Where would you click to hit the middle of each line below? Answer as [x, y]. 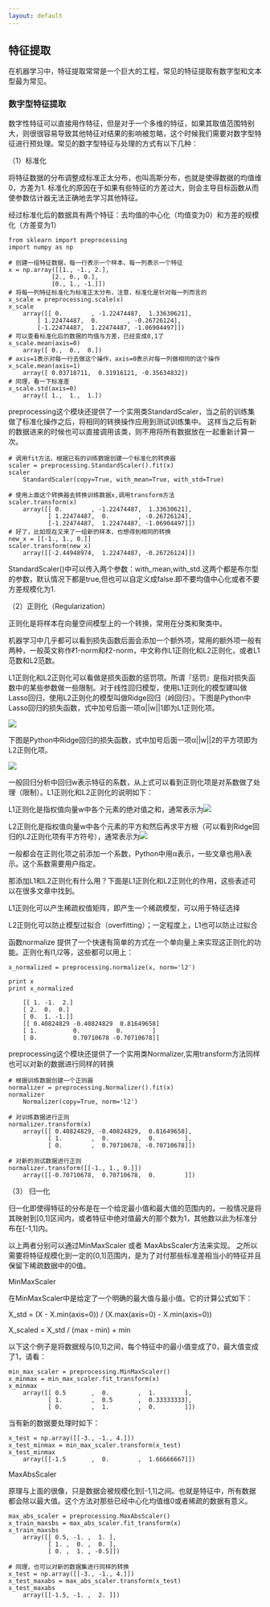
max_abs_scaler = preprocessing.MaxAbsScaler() [90, 1516]
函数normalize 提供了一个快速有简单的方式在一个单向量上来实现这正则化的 [131, 942]
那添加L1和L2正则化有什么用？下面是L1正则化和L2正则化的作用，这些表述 [129, 880]
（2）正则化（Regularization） [59, 606]
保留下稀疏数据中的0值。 [49, 1265]
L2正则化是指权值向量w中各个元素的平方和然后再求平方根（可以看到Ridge [131, 826]
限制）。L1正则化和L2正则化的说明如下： [88, 792]
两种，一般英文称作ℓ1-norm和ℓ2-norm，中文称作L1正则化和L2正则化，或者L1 [134, 650]
